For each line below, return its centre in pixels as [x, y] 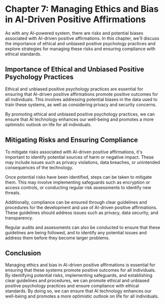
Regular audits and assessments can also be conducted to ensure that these [83, 227]
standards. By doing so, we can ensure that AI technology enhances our [78, 291]
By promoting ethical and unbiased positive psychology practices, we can [80, 114]
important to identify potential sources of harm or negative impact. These [80, 157]
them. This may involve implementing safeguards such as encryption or [78, 182]
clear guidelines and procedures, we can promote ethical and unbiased [77, 280]
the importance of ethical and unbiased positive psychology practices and [80, 43]
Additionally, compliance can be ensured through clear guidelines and [76, 202]
